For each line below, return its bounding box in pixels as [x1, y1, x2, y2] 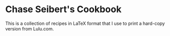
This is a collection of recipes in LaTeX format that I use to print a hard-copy [5, 20, 165, 26]
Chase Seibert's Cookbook [5, 4, 122, 15]
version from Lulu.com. [5, 25, 54, 31]
